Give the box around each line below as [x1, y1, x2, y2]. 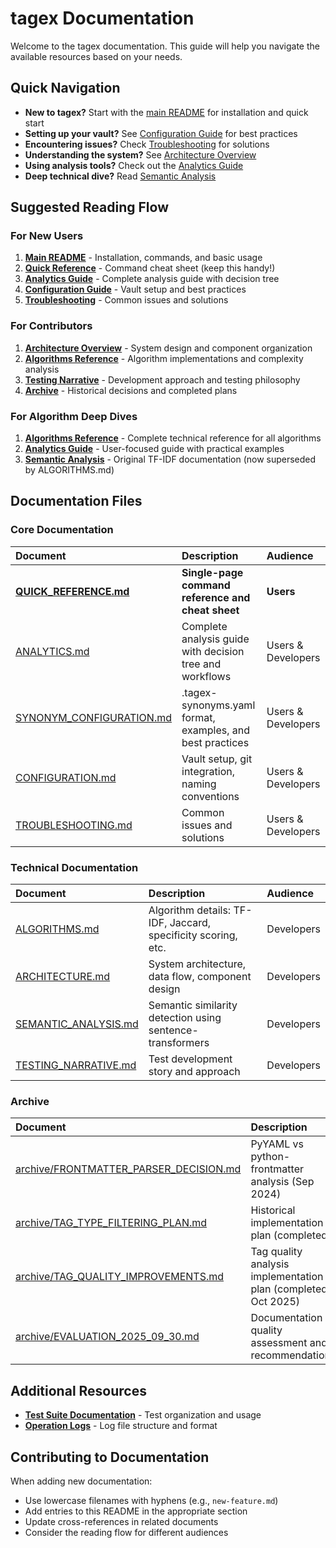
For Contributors [10, 319, 93, 333]
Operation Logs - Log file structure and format [24, 1420, 218, 1432]
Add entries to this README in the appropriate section [24, 1505, 248, 1517]
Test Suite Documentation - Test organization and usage [24, 1409, 262, 1421]
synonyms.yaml [181, 698, 256, 712]
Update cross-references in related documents [24, 1515, 219, 1527]
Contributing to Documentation [10, 1448, 210, 1466]
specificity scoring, [148, 928, 238, 942]
